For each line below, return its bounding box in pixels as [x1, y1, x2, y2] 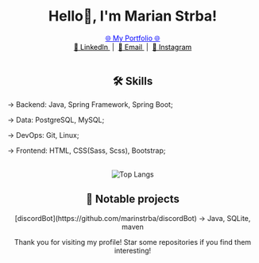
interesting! [114, 246, 152, 255]
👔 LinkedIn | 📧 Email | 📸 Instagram [73, 42, 192, 51]
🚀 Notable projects [85, 192, 180, 206]
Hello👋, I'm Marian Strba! [48, 7, 218, 25]
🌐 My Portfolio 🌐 [105, 33, 160, 43]
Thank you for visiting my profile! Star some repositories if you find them [14, 237, 252, 246]
